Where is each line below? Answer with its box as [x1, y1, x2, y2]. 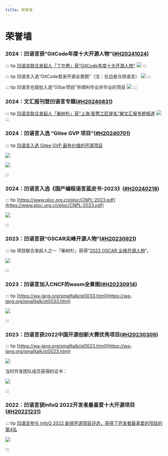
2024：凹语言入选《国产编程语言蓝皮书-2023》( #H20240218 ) [5, 185, 159, 192]
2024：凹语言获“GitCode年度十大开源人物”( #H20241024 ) [5, 50, 149, 57]
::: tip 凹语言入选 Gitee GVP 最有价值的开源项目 [5, 142, 103, 148]
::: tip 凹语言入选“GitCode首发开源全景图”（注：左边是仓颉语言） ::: [5, 73, 151, 80]
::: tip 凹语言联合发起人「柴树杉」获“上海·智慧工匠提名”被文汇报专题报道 [5, 110, 155, 117]
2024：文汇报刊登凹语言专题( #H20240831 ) [5, 98, 113, 105]
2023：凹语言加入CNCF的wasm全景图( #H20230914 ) [5, 281, 138, 288]
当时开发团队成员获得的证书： [5, 368, 67, 374]
